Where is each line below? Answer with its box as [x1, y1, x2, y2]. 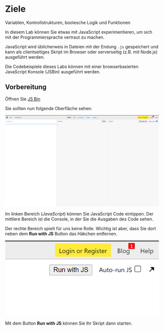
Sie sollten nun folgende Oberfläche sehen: [5, 105, 93, 111]
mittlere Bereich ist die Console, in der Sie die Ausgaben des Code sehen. [5, 216, 154, 222]
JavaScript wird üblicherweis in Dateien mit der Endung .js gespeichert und [5, 44, 159, 49]
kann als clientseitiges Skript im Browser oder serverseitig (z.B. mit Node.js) [5, 49, 158, 55]
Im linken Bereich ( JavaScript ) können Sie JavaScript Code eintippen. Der [5, 211, 154, 217]
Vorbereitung [5, 83, 47, 91]
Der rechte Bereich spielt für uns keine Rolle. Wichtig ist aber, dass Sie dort [5, 226, 156, 232]
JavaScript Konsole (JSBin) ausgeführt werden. [5, 68, 101, 74]
